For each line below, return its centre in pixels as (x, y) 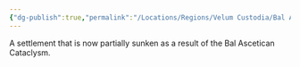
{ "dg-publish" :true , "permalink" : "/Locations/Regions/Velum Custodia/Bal (147, 17)
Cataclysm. (30, 52)
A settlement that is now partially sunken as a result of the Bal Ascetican (142, 43)
